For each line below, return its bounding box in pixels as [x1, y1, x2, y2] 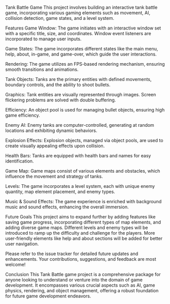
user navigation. [5, 241, 39, 246]
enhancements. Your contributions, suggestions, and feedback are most [5, 256, 156, 262]
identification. [5, 158, 34, 164]
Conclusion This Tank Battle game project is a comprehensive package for [5, 271, 161, 277]
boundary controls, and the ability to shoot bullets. [5, 81, 111, 88]
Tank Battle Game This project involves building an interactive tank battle [5, 5, 158, 10]
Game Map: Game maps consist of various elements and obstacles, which [5, 168, 160, 174]
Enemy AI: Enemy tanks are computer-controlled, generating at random [5, 122, 155, 128]
